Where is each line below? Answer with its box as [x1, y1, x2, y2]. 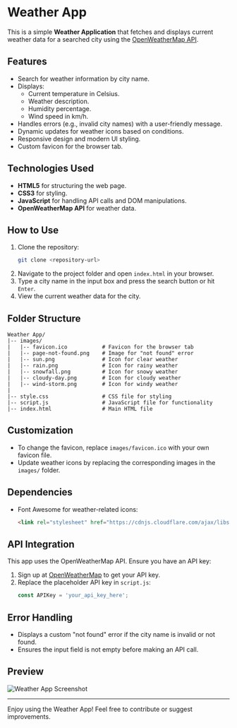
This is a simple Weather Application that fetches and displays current [7, 28, 214, 36]
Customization [7, 425, 74, 437]
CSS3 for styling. [17, 189, 68, 197]
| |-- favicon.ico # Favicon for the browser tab [7, 344, 194, 351]
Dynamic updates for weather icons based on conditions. [17, 127, 184, 135]
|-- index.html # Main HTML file [7, 406, 153, 413]
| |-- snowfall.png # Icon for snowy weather [7, 368, 178, 375]
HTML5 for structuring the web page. [17, 181, 127, 189]
